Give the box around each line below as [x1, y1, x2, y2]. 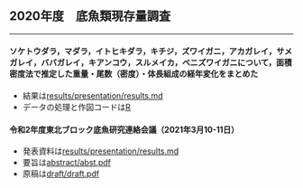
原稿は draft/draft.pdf [22, 168, 100, 179]
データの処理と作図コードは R [22, 102, 131, 113]
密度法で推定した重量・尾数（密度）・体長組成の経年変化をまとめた [9, 69, 259, 80]
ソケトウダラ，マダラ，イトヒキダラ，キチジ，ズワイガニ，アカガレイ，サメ [9, 46, 293, 57]
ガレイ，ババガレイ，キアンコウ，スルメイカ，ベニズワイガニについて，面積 [9, 57, 293, 68]
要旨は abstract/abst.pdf [22, 157, 111, 168]
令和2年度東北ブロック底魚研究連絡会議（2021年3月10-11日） [9, 124, 240, 135]
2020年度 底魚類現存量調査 [9, 8, 171, 24]
